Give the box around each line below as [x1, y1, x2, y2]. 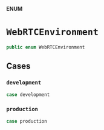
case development [6, 91, 50, 98]
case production [6, 118, 47, 124]
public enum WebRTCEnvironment [6, 44, 85, 50]
